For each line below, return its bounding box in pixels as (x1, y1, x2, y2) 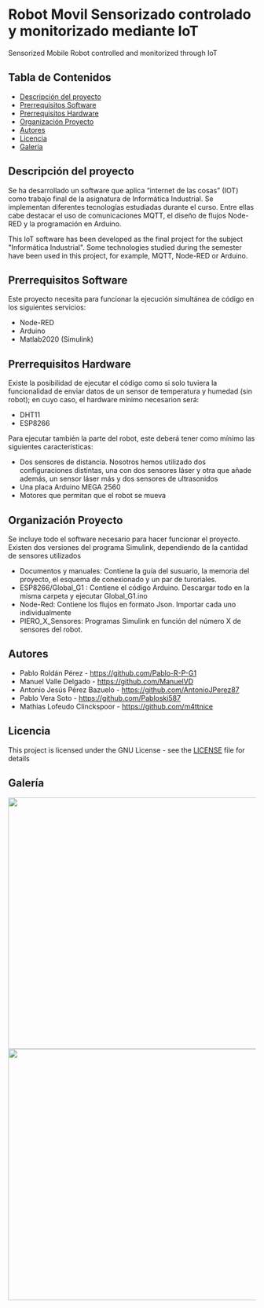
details (8, 753, 30, 763)
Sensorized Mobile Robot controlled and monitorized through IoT (8, 48, 218, 57)
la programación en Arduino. (29, 218, 122, 229)
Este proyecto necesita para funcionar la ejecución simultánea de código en (8, 295, 255, 304)
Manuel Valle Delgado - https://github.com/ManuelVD (19, 676, 194, 686)
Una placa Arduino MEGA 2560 (19, 482, 121, 492)
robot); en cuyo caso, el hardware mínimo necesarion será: (8, 395, 200, 405)
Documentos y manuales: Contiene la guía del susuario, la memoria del (19, 566, 250, 575)
